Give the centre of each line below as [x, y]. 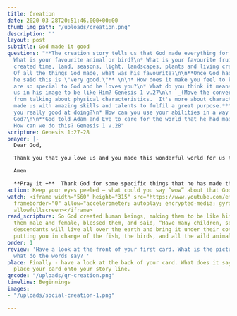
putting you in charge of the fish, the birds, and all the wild [112, 236]
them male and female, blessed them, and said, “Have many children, [118, 223]
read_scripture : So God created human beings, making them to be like [113, 216]
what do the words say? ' [52, 256]
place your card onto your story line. [72, 269]
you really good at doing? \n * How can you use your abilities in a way [121, 112]
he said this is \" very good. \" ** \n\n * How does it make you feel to [120, 80]
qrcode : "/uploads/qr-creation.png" [61, 276]
